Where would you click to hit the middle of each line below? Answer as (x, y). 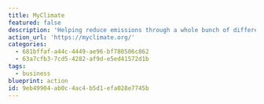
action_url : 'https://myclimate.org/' (71, 37)
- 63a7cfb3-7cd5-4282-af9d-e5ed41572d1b (82, 59)
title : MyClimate (37, 15)
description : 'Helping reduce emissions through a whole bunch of (119, 30)
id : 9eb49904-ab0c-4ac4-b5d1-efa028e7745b (79, 88)
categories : (27, 45)
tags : (17, 66)
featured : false (35, 23)
